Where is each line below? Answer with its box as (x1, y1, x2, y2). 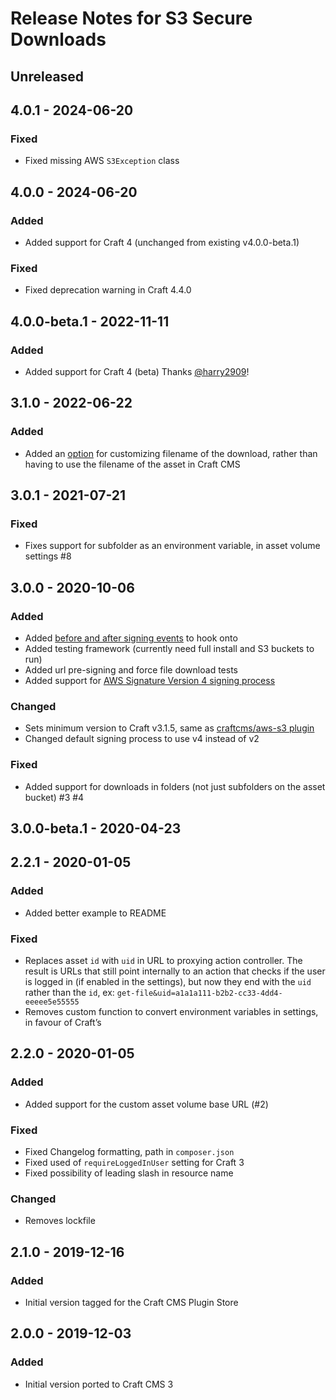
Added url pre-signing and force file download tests (24, 664, 238, 676)
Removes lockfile (24, 1215, 96, 1227)
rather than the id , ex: (24, 986, 115, 998)
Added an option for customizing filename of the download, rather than (24, 447, 318, 459)
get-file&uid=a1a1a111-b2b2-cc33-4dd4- (116, 988, 283, 998)
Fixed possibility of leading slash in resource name (24, 1167, 234, 1179)
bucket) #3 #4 (24, 791, 85, 803)
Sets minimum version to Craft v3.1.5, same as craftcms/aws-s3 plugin (24, 722, 315, 734)
